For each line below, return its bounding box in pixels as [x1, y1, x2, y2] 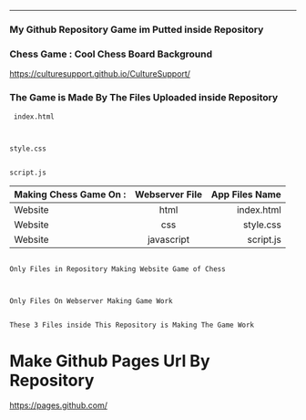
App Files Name [210, 188, 282, 201]
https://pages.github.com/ [9, 400, 107, 411]
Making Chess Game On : [14, 188, 127, 201]
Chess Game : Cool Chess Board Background [9, 47, 212, 60]
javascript [147, 233, 189, 246]
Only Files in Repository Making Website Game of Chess [9, 264, 226, 274]
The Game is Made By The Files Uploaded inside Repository [9, 91, 279, 104]
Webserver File [135, 188, 203, 201]
